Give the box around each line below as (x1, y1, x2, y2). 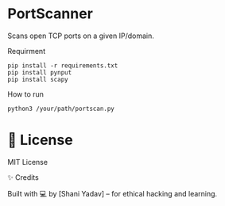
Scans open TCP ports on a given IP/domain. (7, 31, 154, 40)
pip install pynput (7, 68, 72, 76)
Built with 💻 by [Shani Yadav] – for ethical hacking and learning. (7, 189, 218, 198)
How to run (7, 89, 45, 99)
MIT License (7, 157, 48, 166)
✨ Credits (7, 172, 39, 182)
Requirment (7, 46, 45, 55)
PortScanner (7, 5, 93, 23)
